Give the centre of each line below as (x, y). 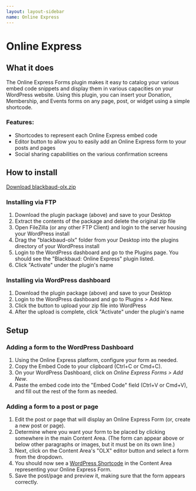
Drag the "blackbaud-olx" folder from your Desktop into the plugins (97, 240)
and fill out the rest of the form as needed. (66, 391)
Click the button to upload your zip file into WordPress (80, 306)
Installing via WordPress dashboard (58, 280)
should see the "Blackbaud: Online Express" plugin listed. (84, 258)
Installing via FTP (31, 202)
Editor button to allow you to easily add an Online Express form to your (100, 141)
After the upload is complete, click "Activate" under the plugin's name (99, 312)
